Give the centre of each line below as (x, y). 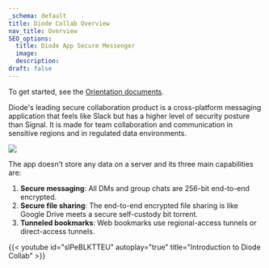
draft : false (30, 69)
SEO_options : (30, 38)
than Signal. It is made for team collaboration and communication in (121, 124)
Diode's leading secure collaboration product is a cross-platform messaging (135, 107)
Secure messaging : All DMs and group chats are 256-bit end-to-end (135, 188)
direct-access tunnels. (57, 231)
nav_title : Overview (43, 31)
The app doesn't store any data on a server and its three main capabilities (131, 164)
